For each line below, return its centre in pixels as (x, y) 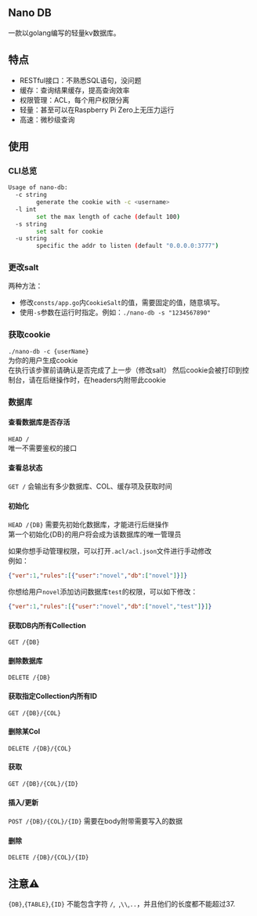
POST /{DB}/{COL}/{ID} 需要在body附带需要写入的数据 (95, 821)
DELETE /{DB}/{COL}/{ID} (49, 858)
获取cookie (29, 335)
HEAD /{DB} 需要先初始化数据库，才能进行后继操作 (89, 525)
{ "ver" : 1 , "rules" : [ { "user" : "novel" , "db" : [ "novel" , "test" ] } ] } (110, 607)
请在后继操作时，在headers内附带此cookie (97, 380)
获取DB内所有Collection (47, 625)
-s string (31, 224)
